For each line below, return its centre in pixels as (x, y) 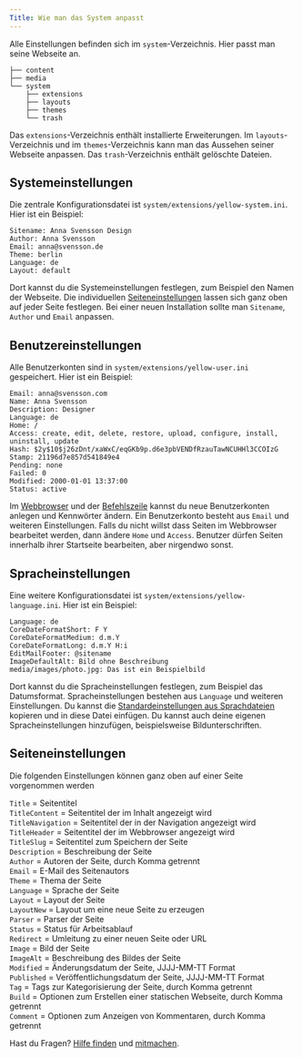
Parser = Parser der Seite (57, 919)
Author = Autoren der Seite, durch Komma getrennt (105, 860)
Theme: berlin (36, 255)
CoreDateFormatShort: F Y (58, 630)
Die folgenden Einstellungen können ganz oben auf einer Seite (126, 776)
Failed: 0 (28, 473)
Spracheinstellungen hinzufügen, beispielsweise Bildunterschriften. (136, 726)
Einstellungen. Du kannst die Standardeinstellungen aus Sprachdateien (142, 706)
